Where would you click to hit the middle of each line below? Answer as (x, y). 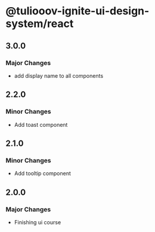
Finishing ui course (38, 222)
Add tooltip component (42, 173)
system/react (40, 24)
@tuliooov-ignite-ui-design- (77, 11)
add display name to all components (59, 75)
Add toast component (41, 124)
